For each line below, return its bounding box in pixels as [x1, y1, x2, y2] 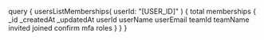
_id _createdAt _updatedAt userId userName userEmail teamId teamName [8, 15, 250, 24]
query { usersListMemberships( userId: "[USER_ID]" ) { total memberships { [8, 7, 257, 16]
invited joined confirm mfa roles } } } [8, 24, 128, 32]
